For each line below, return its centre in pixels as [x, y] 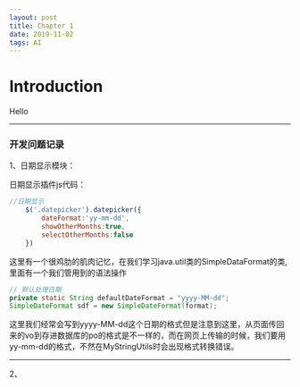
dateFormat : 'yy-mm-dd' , [85, 219]
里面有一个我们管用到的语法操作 [68, 273]
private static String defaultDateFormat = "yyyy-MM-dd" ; [119, 298]
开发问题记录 [37, 145]
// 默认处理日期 [35, 290]
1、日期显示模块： [42, 165]
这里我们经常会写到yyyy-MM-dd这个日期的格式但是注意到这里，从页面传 [143, 324]
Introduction [56, 87]
